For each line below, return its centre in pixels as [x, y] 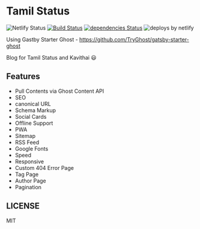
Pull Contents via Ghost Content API [59, 91]
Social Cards [31, 116]
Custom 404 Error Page [44, 168]
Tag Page [27, 174]
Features [23, 77]
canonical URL [33, 104]
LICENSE [23, 206]
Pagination [28, 187]
